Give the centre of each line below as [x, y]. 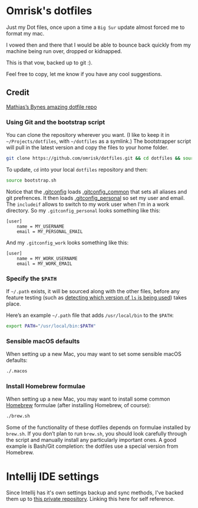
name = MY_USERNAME [41, 226]
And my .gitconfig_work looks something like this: [67, 242]
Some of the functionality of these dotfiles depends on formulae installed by [98, 427]
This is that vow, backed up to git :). [49, 63]
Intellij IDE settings [52, 476]
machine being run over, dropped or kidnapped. [64, 51]
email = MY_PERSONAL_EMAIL [50, 231]
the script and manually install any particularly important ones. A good [91, 440]
